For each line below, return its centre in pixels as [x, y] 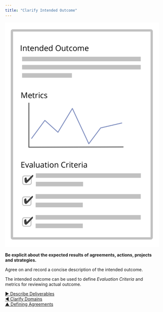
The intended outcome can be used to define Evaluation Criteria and [74, 279]
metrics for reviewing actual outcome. [43, 284]
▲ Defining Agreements [29, 304]
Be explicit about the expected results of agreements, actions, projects [79, 255]
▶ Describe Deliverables [30, 293]
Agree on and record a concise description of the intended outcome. [74, 269]
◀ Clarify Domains [24, 299]
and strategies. [21, 260]
